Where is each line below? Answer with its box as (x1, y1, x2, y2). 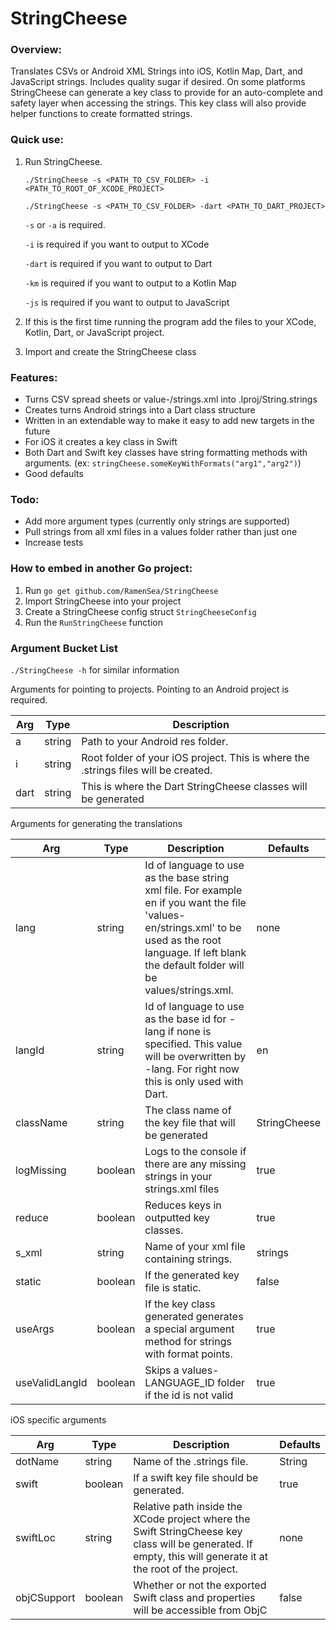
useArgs (15, 1322, 55, 1336)
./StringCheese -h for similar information (10, 663, 180, 676)
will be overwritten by (144, 1049, 247, 1063)
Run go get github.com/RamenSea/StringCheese (24, 584, 219, 596)
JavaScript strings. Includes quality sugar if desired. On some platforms (10, 76, 306, 88)
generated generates (144, 1309, 244, 1323)
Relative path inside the (133, 1499, 243, 1513)
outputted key (144, 1210, 211, 1224)
